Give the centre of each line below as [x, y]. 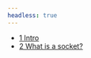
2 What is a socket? [51, 46]
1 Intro [29, 38]
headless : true [32, 15]
